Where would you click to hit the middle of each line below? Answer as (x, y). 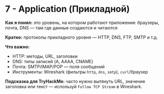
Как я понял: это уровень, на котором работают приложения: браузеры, (82, 23)
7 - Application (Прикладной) (67, 9)
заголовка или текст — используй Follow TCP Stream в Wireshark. (74, 86)
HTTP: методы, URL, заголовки (45, 56)
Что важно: (18, 47)
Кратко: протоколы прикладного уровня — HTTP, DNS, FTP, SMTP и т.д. (82, 37)
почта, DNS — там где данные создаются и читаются (61, 27)
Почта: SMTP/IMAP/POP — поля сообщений (59, 67)
